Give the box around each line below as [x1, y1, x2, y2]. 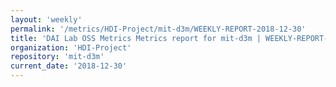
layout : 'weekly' [10, 14, 83, 25]
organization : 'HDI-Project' [10, 42, 132, 53]
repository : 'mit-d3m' [10, 52, 105, 62]
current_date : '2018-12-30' [10, 61, 128, 71]
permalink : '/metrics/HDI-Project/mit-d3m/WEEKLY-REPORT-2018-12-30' [10, 24, 307, 34]
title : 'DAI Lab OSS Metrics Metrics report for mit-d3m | [10, 33, 262, 43]
